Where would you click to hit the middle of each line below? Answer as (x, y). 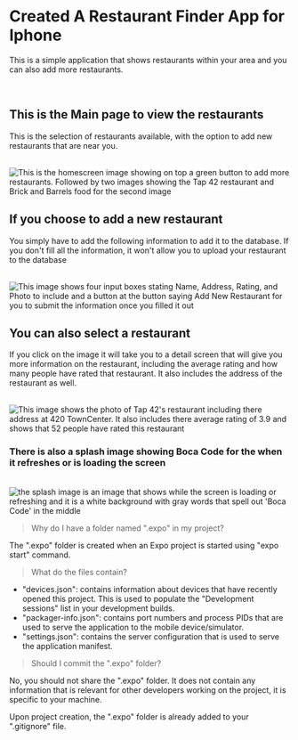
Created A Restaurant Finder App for (147, 16)
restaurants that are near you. (64, 145)
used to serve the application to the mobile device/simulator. (133, 627)
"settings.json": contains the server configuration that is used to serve (151, 636)
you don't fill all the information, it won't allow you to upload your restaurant (148, 250)
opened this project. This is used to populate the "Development (138, 598)
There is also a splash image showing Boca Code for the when (146, 451)
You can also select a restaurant (100, 333)
